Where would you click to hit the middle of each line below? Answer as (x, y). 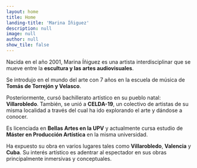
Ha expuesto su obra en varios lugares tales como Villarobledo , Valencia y (98, 146)
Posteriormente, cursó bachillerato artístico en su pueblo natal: (84, 97)
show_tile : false (28, 45)
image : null (21, 34)
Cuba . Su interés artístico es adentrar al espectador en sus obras (87, 152)
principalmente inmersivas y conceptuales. (59, 158)
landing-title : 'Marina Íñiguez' (48, 23)
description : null (29, 28)
